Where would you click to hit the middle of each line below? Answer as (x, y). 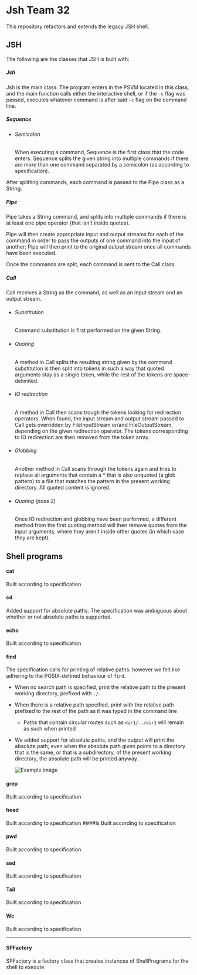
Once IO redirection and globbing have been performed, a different (96, 519)
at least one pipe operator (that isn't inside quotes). (68, 223)
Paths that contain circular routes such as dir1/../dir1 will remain (103, 722)
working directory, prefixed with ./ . (57, 694)
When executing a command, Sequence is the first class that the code (99, 152)
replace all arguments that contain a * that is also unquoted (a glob (95, 475)
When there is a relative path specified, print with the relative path (94, 705)
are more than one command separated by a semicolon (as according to (102, 165)
